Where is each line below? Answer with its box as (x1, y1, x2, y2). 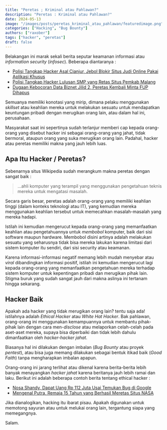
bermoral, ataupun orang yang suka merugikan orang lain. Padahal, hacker (5, 135, 158, 141)
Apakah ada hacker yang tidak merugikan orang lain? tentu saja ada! (5, 308, 146, 314)
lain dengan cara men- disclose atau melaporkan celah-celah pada (17, 324, 154, 330)
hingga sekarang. (5, 281, 41, 287)
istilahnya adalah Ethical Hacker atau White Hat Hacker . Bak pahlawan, (5, 314, 151, 320)
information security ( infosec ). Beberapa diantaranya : (5, 58, 116, 65)
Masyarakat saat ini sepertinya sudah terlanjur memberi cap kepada (5, 124, 144, 130)
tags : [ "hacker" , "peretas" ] (5, 35, 66, 40)
